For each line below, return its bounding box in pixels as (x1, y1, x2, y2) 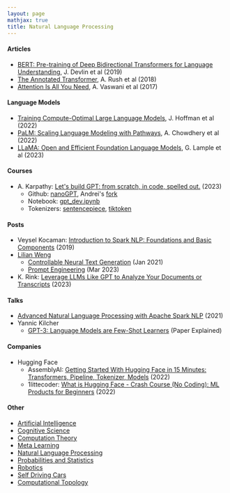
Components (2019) (17, 243, 75, 251)
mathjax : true (7, 17, 49, 24)
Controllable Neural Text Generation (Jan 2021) (27, 258, 164, 267)
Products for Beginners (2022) (27, 387, 116, 396)
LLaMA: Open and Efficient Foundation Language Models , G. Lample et (17, 143, 222, 152)
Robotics (17, 463, 43, 471)
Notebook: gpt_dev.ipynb (27, 196, 100, 205)
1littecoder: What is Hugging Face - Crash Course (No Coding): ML (27, 380, 220, 389)
